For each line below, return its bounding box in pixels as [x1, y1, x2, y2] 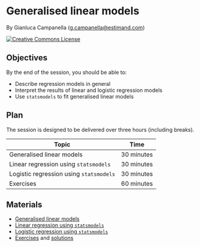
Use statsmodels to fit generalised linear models [14, 92, 134, 100]
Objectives [6, 53, 48, 63]
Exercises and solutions [14, 234, 74, 242]
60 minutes [120, 179, 153, 187]
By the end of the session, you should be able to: [6, 69, 127, 76]
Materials [6, 199, 43, 209]
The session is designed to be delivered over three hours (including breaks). [6, 126, 195, 133]
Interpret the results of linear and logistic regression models [14, 87, 163, 94]
